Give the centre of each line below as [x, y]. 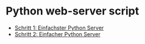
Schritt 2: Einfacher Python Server [58, 34]
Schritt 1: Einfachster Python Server [59, 28]
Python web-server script [72, 11]
